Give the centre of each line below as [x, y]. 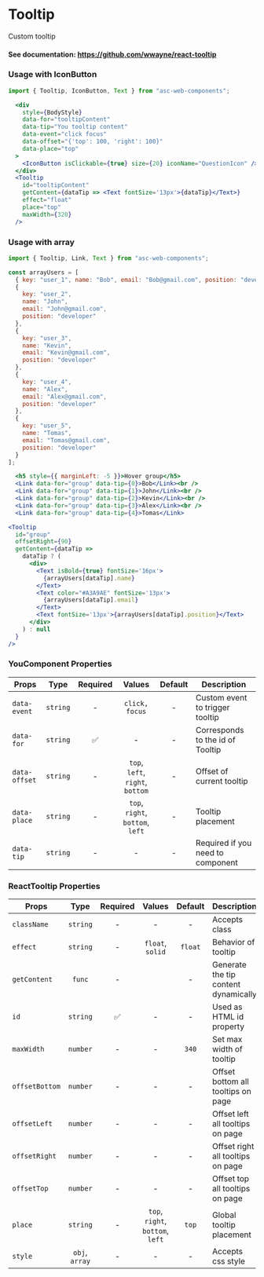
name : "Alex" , [45, 389]
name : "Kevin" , [47, 346]
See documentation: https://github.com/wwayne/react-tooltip [112, 54]
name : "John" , [45, 302]
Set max [227, 1040]
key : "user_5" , [47, 426]
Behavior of [233, 942]
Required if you [224, 843]
